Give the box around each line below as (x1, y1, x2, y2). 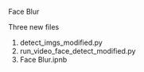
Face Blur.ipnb (19, 55, 68, 64)
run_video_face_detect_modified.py (19, 46, 136, 55)
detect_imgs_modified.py (19, 38, 103, 47)
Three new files (8, 22, 60, 31)
